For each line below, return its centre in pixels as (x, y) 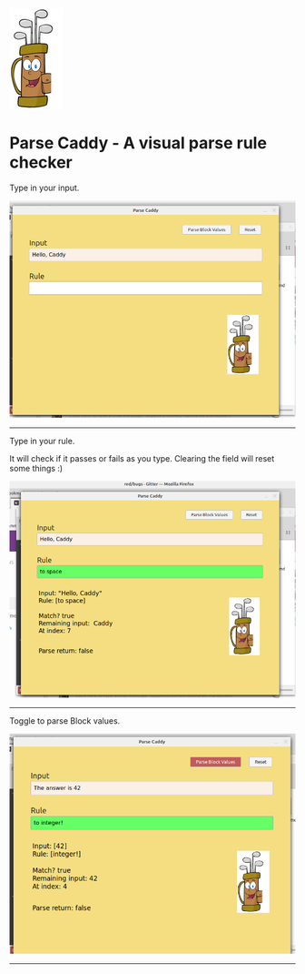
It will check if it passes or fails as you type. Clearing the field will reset (142, 459)
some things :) (36, 469)
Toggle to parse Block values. (65, 721)
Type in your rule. (42, 441)
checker (41, 162)
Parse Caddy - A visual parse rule (138, 143)
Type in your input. (44, 188)
